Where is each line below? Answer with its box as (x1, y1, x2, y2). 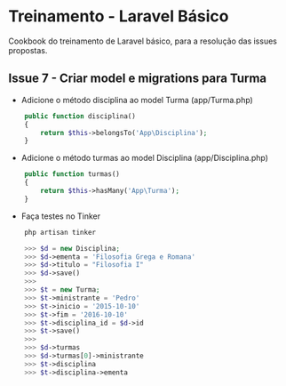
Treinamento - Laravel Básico (8, 6, 229, 27)
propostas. (8, 44, 48, 55)
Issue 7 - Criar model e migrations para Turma (8, 71, 267, 86)
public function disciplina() (24, 111, 137, 121)
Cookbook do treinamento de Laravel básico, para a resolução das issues (8, 36, 277, 46)
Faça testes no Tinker (20, 211, 101, 221)
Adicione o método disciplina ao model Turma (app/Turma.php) (20, 94, 254, 105)
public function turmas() (24, 170, 121, 179)
